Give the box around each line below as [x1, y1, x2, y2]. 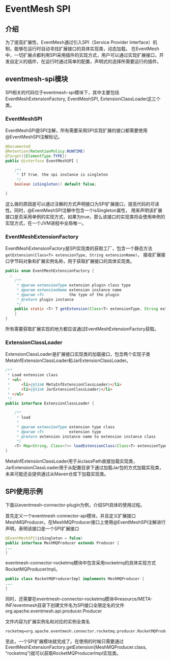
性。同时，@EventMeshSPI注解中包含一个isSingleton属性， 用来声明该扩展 [5, 207, 163, 213]
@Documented [5, 144, 31, 149]
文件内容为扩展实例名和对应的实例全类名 [5, 619, 90, 625]
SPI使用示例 [5, 487, 43, 496]
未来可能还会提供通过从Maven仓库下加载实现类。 [5, 471, 109, 477]
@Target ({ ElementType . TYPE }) [5, 153, 67, 158]
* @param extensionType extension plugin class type [16, 282, 131, 288]
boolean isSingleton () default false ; [14, 182, 97, 187]
